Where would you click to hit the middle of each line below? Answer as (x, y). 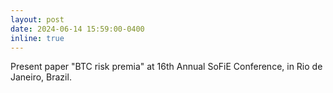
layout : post (37, 19)
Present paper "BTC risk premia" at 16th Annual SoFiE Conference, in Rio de (166, 67)
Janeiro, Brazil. (41, 77)
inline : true (37, 38)
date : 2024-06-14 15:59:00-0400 (77, 29)
